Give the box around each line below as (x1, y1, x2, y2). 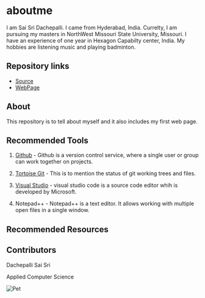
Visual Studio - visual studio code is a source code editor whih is (15, 181, 178, 189)
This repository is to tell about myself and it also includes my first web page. (6, 117, 198, 125)
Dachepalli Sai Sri (6, 261, 51, 269)
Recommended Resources (6, 224, 109, 234)
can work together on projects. (15, 158, 93, 165)
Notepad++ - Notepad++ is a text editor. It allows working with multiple (15, 200, 194, 208)
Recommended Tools (6, 135, 88, 145)
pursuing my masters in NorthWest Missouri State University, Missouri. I (6, 30, 187, 37)
